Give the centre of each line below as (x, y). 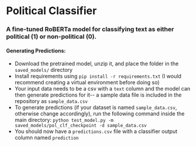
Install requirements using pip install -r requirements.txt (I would (98, 76)
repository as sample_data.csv (51, 101)
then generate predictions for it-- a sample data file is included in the (98, 95)
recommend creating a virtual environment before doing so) (87, 82)
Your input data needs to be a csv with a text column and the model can (102, 89)
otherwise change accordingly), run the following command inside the (99, 114)
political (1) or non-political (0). (52, 36)
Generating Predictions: (36, 51)
